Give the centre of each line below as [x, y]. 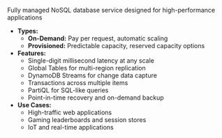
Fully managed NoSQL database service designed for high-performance [111, 10]
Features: [32, 53]
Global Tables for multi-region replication [87, 68]
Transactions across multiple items [78, 83]
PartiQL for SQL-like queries [68, 90]
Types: [28, 31]
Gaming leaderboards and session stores [87, 120]
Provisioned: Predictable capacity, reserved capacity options [116, 46]
